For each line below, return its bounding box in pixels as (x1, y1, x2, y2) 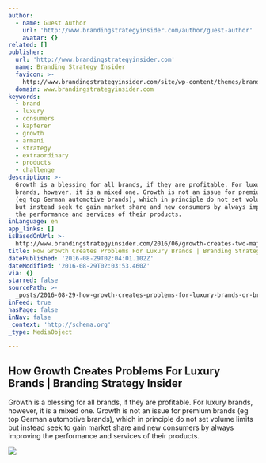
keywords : (8, 93, 41, 101)
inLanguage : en (8, 218, 59, 226)
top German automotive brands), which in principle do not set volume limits (8, 415, 253, 424)
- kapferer (15, 122, 51, 130)
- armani (15, 136, 44, 145)
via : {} (8, 269, 34, 277)
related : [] (8, 41, 47, 49)
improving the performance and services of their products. (8, 431, 200, 441)
